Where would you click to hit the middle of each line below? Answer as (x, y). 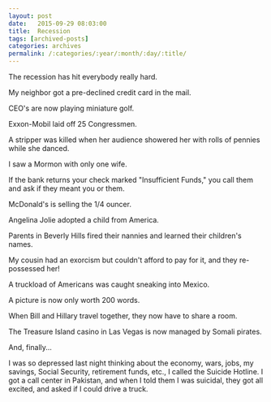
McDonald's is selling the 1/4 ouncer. (70, 204)
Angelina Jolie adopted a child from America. (84, 220)
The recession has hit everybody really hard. (83, 77)
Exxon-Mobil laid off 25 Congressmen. (73, 124)
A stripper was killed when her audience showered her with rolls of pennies (134, 140)
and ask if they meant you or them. (67, 188)
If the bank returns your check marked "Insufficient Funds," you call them (131, 180)
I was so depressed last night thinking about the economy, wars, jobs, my (131, 363)
